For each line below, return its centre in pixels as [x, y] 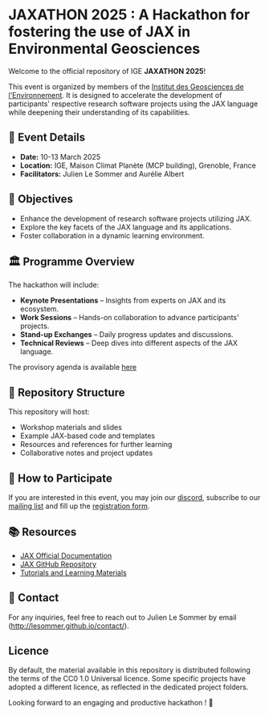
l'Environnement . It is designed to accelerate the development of [115, 95]
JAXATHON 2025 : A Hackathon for [129, 15]
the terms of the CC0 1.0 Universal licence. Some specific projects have [127, 679]
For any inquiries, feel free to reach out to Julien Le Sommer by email [122, 617]
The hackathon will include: [54, 285]
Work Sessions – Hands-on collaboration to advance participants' [129, 318]
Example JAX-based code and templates [87, 436]
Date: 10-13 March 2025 [60, 156]
